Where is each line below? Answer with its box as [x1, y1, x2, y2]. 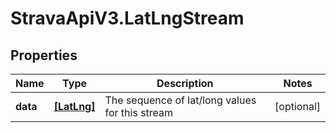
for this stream [104, 106, 174, 119]
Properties [10, 47, 78, 64]
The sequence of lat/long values [104, 93, 257, 107]
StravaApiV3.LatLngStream [10, 7, 245, 30]
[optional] [274, 100, 321, 113]
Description [156, 77, 214, 90]
